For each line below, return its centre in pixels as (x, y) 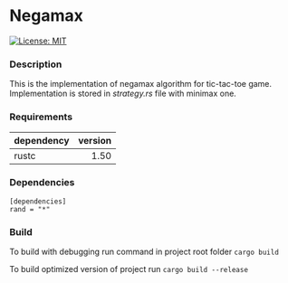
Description (36, 64)
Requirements (41, 117)
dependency (42, 140)
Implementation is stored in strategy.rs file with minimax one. (123, 94)
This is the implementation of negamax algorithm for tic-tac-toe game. (141, 84)
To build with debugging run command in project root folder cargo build (144, 252)
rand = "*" (30, 209)
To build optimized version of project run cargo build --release (129, 269)
